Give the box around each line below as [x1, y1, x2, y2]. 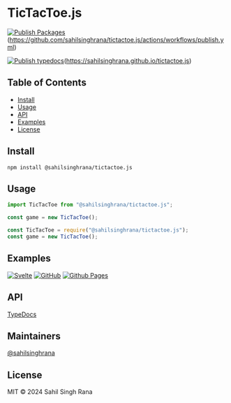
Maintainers [7, 330, 61, 342]
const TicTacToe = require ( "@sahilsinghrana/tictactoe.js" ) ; [7, 227, 189, 234]
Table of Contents [7, 77, 87, 89]
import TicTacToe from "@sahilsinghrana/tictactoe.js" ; [7, 201, 173, 208]
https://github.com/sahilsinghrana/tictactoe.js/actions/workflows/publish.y [9, 35, 225, 43]
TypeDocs [7, 310, 37, 318]
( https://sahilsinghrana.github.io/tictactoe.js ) [64, 56, 192, 64]
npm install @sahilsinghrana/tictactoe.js [7, 164, 133, 171]
